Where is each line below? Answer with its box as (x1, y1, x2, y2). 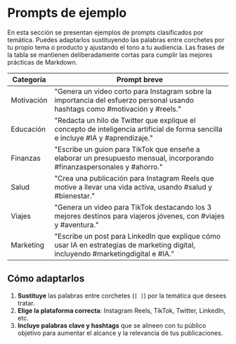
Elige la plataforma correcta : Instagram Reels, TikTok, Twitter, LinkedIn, (17, 306, 226, 315)
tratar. (17, 298, 35, 307)
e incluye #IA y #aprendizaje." (54, 133, 153, 143)
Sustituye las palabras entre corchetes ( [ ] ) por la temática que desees (17, 291, 227, 300)
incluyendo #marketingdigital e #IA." (54, 249, 175, 258)
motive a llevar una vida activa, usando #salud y (54, 182, 213, 192)
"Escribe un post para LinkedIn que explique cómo (54, 231, 221, 241)
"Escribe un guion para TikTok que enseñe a (54, 144, 200, 154)
